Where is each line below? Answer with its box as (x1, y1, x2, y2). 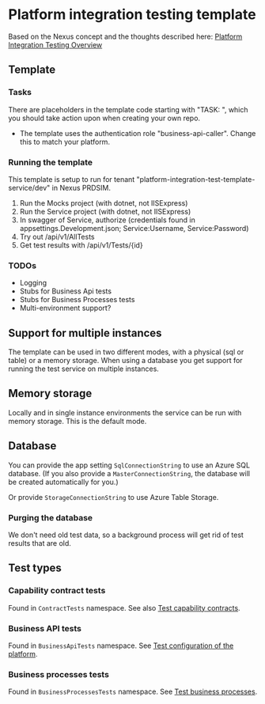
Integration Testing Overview (8, 40, 103, 49)
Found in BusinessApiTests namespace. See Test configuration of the (8, 641, 234, 650)
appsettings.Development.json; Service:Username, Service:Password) (19, 223, 249, 233)
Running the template (8, 157, 93, 168)
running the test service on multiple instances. (8, 364, 160, 373)
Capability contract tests (8, 585, 106, 596)
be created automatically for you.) (8, 477, 119, 486)
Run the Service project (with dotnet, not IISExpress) (19, 206, 191, 216)
